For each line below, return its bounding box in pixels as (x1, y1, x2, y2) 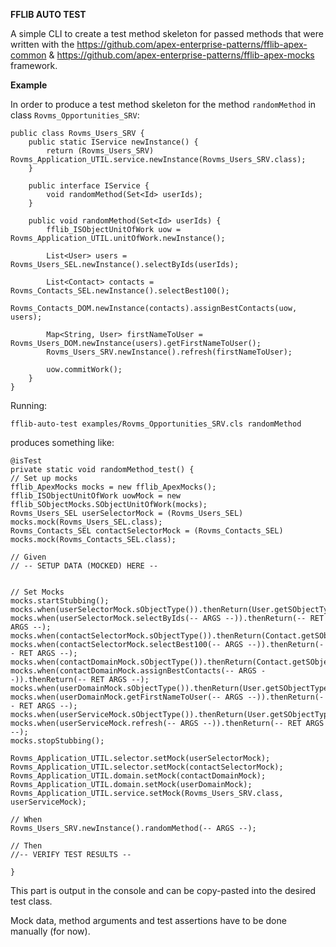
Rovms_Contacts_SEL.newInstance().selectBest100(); (10, 286, 230, 296)
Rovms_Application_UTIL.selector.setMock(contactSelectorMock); (10, 762, 284, 772)
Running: (10, 400, 48, 411)
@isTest (10, 456, 43, 466)
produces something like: (10, 437, 115, 448)
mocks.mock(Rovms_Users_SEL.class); (10, 517, 163, 527)
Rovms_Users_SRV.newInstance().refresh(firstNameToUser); (46, 347, 293, 357)
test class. (10, 895, 53, 907)
